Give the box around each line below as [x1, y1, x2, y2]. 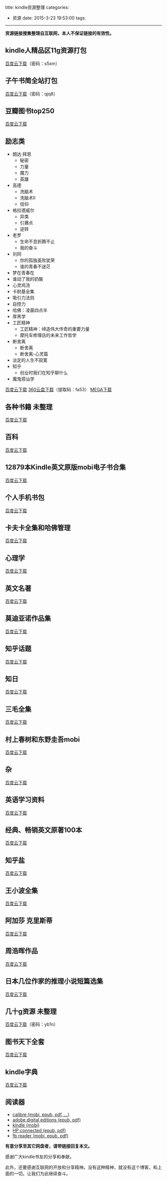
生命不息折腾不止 [19, 239, 55, 245]
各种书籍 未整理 [5, 403, 53, 411]
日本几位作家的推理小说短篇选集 [5, 977, 103, 986]
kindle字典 [5, 1068, 38, 1076]
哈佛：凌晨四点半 [12, 307, 48, 313]
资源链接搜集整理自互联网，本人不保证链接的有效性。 [5, 30, 114, 36]
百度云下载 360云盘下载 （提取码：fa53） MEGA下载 [5, 387, 112, 393]
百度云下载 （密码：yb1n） [5, 1021, 59, 1028]
